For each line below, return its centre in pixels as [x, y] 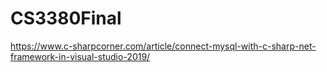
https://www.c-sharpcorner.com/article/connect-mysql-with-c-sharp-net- [163, 46]
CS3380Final [66, 18]
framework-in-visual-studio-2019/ [80, 56]
